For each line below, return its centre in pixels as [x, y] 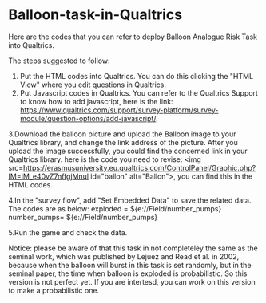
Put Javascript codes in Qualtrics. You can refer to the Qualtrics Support [139, 92]
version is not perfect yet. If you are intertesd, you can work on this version [132, 281]
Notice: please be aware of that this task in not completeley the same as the [133, 248]
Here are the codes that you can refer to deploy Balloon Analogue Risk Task [133, 37]
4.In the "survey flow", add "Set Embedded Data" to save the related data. [130, 200]
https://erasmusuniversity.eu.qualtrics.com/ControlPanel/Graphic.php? [139, 167]
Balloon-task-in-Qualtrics [95, 15]
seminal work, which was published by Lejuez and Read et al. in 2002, [124, 256]
